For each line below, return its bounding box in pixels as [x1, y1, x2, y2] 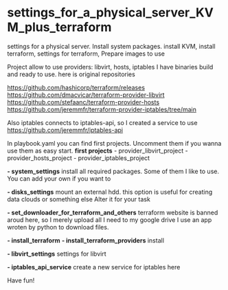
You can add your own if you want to [7, 174, 111, 183]
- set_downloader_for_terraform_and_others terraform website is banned [7, 208, 218, 216]
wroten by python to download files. [7, 223, 109, 231]
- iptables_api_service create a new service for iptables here [7, 263, 181, 271]
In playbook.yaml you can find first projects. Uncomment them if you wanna [7, 139, 222, 147]
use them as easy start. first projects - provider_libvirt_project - [7, 146, 188, 155]
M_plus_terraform [7, 19, 112, 35]
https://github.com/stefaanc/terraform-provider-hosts [7, 98, 160, 106]
